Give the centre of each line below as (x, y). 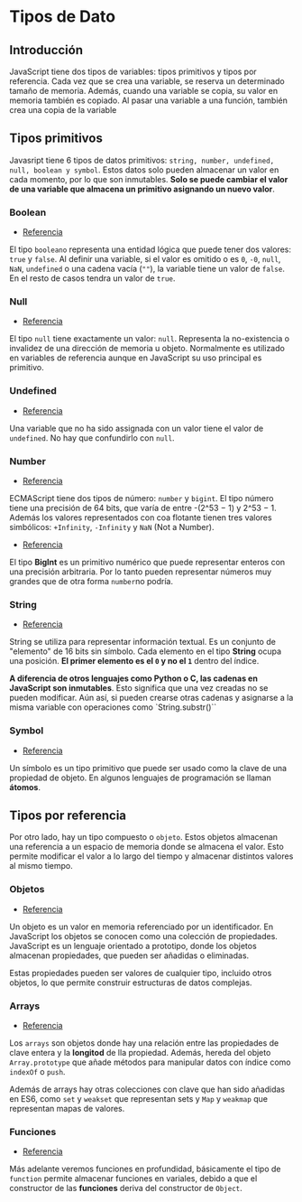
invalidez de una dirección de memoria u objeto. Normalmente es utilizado (147, 349)
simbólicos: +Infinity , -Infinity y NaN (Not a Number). (112, 527)
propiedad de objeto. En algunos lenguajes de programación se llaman (141, 778)
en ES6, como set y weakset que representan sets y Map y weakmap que (139, 1099)
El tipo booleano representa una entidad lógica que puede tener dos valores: (150, 249)
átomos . (25, 787)
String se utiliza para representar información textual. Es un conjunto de (143, 642)
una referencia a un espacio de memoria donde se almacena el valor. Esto (146, 847)
